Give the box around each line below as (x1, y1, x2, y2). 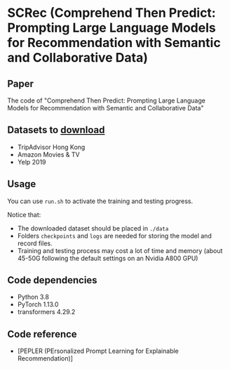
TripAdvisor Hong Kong (17, 143, 86, 151)
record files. (17, 239, 53, 247)
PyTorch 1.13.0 (17, 300, 59, 309)
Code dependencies (7, 274, 97, 286)
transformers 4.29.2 (17, 308, 76, 316)
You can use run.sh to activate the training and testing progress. (7, 197, 194, 205)
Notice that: (7, 210, 41, 219)
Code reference (7, 328, 77, 340)
